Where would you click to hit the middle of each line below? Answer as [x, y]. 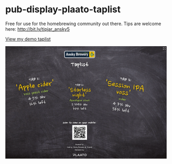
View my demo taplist [28, 39]
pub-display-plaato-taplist [63, 9]
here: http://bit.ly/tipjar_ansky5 [38, 29]
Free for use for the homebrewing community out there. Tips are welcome [83, 24]
